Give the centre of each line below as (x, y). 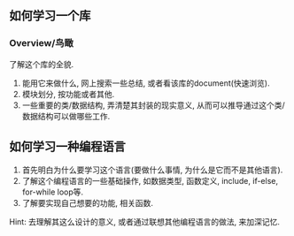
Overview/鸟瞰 (41, 43)
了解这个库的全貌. (42, 64)
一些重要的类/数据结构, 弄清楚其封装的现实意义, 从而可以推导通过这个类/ (153, 105)
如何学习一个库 (50, 16)
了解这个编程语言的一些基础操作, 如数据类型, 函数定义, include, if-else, (150, 180)
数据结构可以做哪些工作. (66, 116)
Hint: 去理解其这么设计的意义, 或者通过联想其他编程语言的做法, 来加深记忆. (145, 221)
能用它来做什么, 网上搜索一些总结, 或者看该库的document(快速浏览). (146, 83)
